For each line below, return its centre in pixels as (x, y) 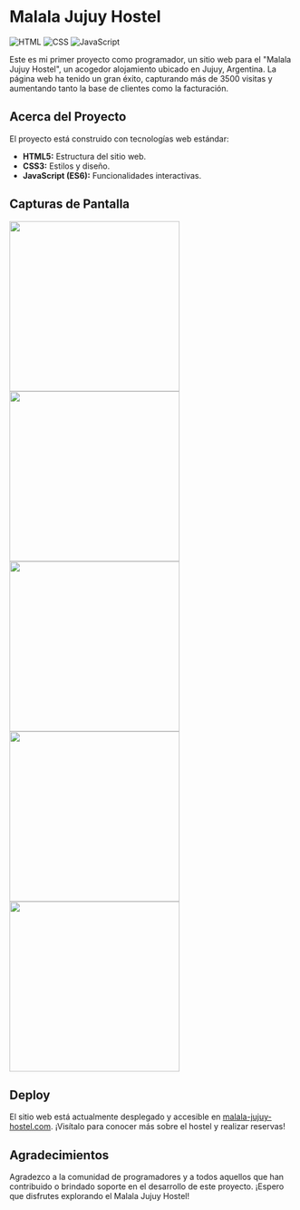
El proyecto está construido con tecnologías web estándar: (119, 139)
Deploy (30, 1095)
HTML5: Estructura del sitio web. (84, 156)
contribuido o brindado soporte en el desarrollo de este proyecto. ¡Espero (147, 1186)
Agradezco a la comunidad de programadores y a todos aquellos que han (146, 1177)
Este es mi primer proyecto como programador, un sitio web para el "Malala (150, 59)
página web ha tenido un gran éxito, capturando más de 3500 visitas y (141, 78)
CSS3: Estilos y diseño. (66, 166)
